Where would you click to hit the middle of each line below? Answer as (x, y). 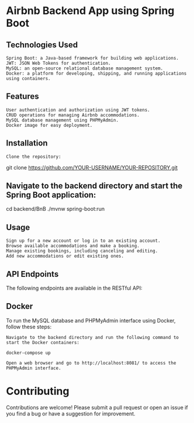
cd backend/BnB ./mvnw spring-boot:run (56, 209)
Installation (27, 143)
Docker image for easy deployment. (49, 125)
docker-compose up (28, 353)
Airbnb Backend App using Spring (90, 11)
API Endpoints (32, 274)
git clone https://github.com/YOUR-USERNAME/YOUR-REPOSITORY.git (92, 167)
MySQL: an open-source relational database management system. (85, 68)
